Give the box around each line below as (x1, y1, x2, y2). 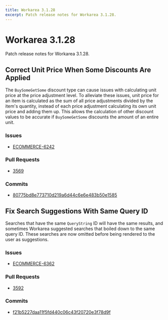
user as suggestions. (5, 236, 49, 242)
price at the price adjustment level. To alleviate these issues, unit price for (5, 92, 159, 99)
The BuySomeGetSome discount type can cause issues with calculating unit (5, 87, 157, 93)
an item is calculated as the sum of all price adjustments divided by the (5, 98, 153, 104)
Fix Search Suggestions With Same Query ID (5, 207, 148, 215)
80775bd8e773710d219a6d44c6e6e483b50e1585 (12, 192, 117, 198)
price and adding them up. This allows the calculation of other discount (5, 109, 154, 115)
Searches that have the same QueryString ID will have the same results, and (5, 220, 163, 226)
